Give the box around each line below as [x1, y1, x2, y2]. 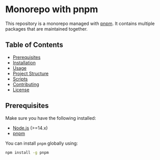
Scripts [12, 75, 28, 82]
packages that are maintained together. [5, 25, 88, 32]
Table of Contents [5, 41, 64, 49]
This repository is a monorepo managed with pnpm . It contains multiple [5, 20, 155, 26]
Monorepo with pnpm [5, 4, 98, 15]
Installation [12, 60, 36, 66]
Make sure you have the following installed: [5, 115, 96, 121]
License [12, 87, 30, 93]
